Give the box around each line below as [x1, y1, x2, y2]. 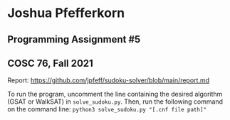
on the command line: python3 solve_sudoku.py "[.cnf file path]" [7, 105, 207, 114]
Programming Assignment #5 [7, 33, 141, 45]
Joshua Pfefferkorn [7, 5, 125, 21]
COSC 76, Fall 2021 [7, 57, 94, 69]
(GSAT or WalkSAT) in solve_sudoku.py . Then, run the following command [7, 97, 223, 106]
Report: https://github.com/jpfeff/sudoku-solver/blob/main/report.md [7, 76, 210, 84]
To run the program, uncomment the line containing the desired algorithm [7, 90, 223, 99]
